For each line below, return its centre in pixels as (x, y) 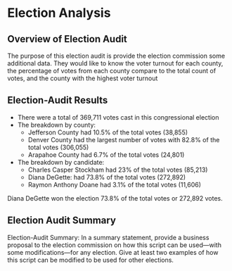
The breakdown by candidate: (61, 162)
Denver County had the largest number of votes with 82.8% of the (124, 139)
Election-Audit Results (58, 100)
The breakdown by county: (57, 125)
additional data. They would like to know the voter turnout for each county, (115, 63)
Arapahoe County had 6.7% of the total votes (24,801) (106, 155)
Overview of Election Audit (67, 39)
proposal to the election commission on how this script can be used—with (114, 245)
